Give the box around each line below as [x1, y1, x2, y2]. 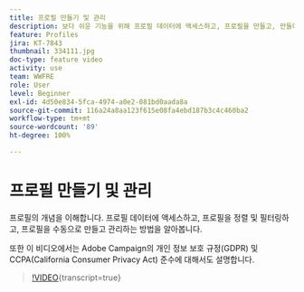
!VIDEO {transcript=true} [31, 272, 122, 283]
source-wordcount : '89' [9, 123, 100, 132]
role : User [9, 80, 51, 89]
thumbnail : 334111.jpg [9, 47, 95, 56]
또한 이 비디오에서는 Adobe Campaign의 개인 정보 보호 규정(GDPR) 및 [9, 242, 259, 253]
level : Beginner [9, 89, 71, 98]
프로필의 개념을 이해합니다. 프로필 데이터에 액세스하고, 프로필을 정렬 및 [9, 212, 258, 222]
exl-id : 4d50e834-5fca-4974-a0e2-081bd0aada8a [9, 97, 188, 107]
